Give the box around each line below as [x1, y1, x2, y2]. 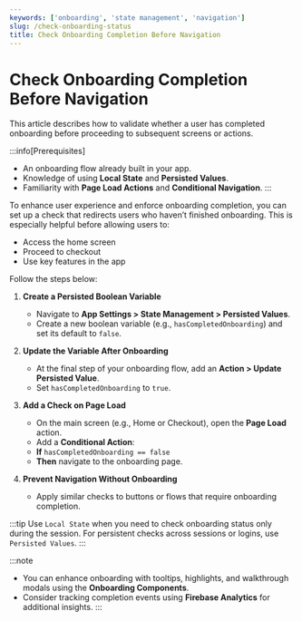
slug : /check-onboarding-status [9, 22, 132, 31]
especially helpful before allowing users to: [9, 219, 170, 230]
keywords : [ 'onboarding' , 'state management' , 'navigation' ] [9, 13, 246, 23]
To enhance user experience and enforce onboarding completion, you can [9, 200, 287, 211]
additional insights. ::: [22, 602, 102, 613]
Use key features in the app [22, 256, 126, 267]
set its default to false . [35, 328, 122, 339]
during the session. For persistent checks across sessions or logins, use [9, 528, 279, 539]
